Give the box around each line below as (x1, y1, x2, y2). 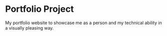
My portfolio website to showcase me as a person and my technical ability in (5, 20, 162, 26)
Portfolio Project (5, 3, 74, 15)
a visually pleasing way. (5, 25, 54, 31)
